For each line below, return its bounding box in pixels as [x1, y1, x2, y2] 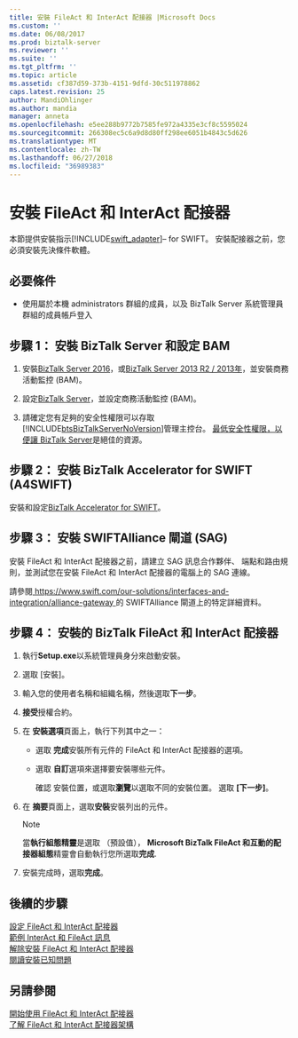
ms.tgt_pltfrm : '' [9, 63, 77, 72]
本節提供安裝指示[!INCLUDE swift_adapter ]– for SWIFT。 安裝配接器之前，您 [9, 234, 286, 244]
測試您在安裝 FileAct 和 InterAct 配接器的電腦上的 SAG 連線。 [32, 567, 255, 577]
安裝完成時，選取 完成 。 [21, 868, 108, 878]
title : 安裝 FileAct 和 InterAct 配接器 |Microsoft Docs [9, 12, 216, 22]
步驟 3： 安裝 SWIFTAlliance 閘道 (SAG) [9, 530, 229, 546]
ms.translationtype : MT [9, 137, 98, 146]
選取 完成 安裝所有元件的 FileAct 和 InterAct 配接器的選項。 [35, 745, 248, 756]
